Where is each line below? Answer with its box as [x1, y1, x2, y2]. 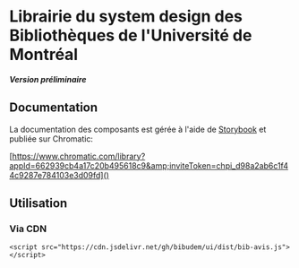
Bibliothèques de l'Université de [9, 25, 252, 46]
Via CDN [9, 222, 47, 235]
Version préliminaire [9, 73, 87, 84]
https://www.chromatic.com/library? [12, 151, 146, 161]
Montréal [9, 45, 79, 65]
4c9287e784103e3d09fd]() [9, 169, 110, 180]
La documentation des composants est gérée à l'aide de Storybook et [9, 124, 267, 134]
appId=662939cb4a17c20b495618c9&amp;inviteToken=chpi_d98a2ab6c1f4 [9, 160, 289, 171]
